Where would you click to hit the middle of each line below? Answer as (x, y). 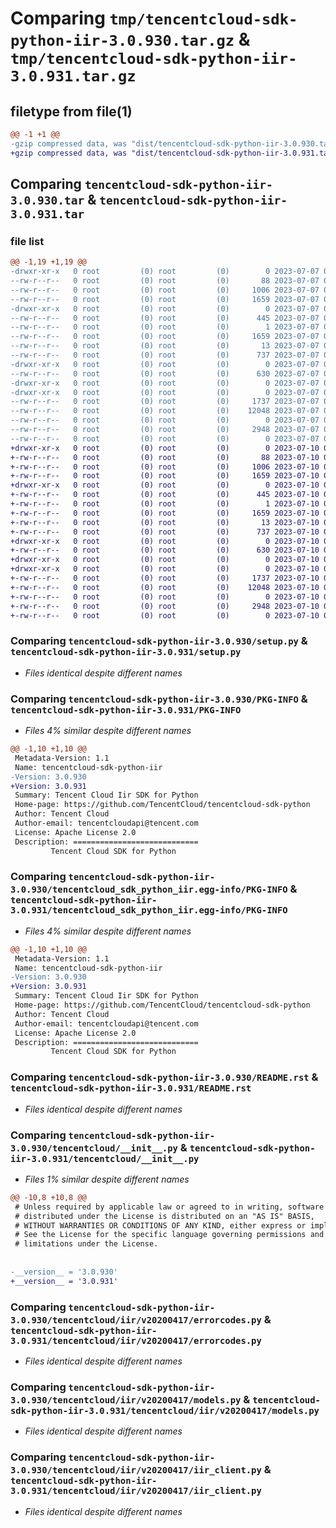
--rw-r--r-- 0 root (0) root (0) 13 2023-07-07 (165, 346)
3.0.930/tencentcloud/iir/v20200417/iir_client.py (136, 1470)
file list (27, 241)
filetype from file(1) (71, 111)
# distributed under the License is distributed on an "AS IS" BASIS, (164, 1216)
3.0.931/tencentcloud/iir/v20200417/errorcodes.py (136, 1340)
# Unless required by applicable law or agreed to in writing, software (169, 1207)
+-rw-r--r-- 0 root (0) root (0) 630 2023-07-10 (165, 550)
